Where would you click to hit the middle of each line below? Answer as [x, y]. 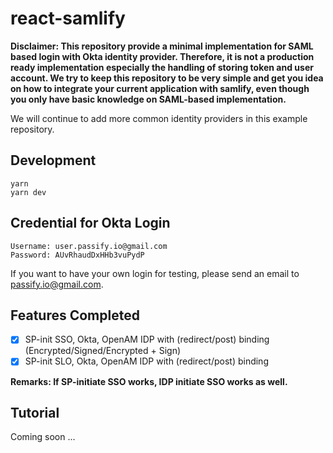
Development [53, 160]
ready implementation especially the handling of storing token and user [162, 67]
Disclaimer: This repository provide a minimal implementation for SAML [162, 46]
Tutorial [35, 412]
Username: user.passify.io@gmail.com [89, 246]
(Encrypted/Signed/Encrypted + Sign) [103, 351]
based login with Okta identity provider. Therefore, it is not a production [162, 56]
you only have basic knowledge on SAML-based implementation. [148, 99]
